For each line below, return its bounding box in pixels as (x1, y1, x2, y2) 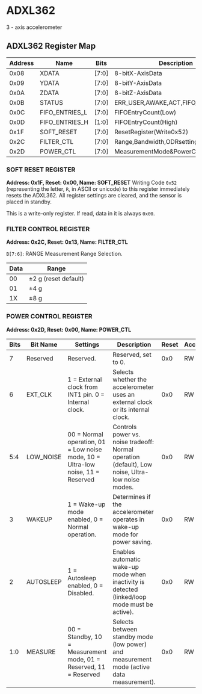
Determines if (112, 492, 151, 501)
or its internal (112, 405, 150, 414)
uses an (112, 390, 135, 398)
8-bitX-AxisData (114, 69, 162, 77)
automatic (112, 555, 141, 563)
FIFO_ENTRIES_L (40, 108, 88, 116)
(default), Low (112, 460, 153, 468)
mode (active (112, 663, 150, 671)
